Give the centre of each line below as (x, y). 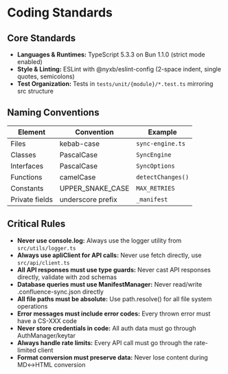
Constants (27, 188)
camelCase (78, 177)
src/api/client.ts (43, 263)
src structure (35, 91)
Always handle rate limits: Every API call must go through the (105, 342)
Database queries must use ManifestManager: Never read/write (110, 284)
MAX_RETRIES (156, 188)
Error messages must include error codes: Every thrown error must (114, 313)
